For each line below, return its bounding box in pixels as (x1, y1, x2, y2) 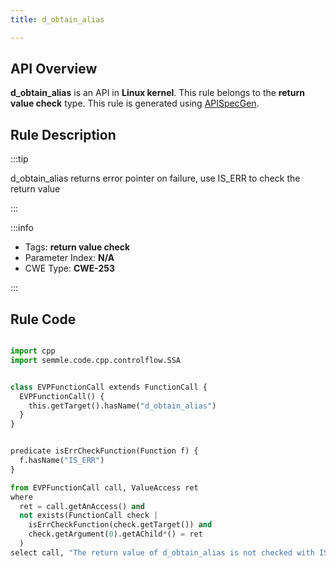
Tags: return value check (24, 241, 131, 253)
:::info (10, 222, 34, 234)
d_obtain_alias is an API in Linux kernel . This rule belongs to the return (10, 87, 305, 99)
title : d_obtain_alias (10, 14, 105, 25)
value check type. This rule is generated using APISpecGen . (10, 97, 260, 110)
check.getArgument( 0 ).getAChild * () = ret (28, 529, 203, 540)
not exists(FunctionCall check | (19, 511, 159, 521)
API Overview (10, 61, 98, 78)
